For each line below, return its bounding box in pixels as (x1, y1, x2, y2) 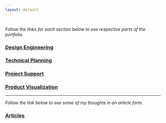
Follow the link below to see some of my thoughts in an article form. (5, 100, 143, 106)
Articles (5, 112, 25, 119)
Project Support (5, 70, 44, 77)
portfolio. (5, 31, 24, 37)
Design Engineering (5, 44, 53, 51)
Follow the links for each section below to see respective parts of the (5, 26, 146, 32)
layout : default (5, 7, 39, 12)
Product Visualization (5, 84, 58, 91)
